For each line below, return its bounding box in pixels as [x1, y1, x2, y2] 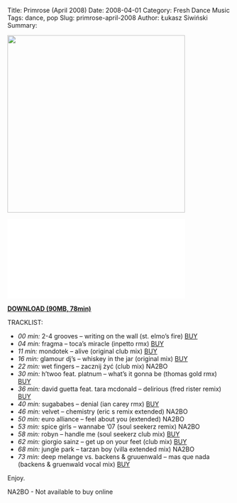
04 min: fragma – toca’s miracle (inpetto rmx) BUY [17, 340, 165, 348]
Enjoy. [7, 474, 26, 482]
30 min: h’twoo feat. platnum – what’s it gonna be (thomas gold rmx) [17, 370, 218, 378]
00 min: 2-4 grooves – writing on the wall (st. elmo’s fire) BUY [17, 332, 198, 340]
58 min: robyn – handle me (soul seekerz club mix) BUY [17, 430, 180, 438]
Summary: [7, 21, 38, 29]
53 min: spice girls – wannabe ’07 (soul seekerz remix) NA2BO [17, 422, 200, 431]
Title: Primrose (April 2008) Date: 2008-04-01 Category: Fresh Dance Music [7, 6, 231, 14]
